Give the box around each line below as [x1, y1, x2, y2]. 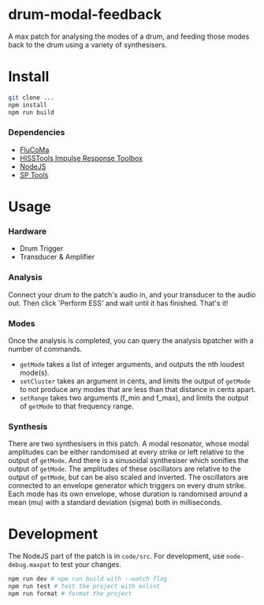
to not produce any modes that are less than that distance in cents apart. [19, 384, 256, 394]
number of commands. [8, 344, 83, 353]
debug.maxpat [8, 562, 51, 570]
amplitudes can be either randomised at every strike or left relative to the [8, 447, 244, 457]
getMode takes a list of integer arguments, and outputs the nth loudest [19, 359, 245, 368]
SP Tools [19, 170, 49, 179]
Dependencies [8, 127, 65, 138]
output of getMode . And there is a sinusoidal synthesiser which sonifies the [8, 456, 249, 465]
